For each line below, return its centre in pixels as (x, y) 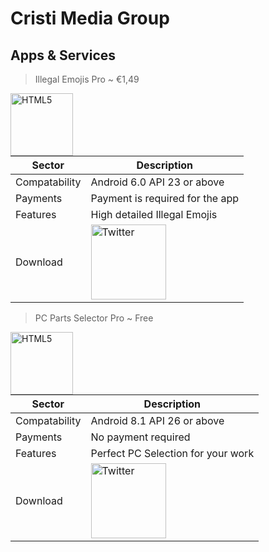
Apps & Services (63, 55)
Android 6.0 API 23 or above (157, 182)
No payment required (140, 437)
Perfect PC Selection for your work (172, 453)
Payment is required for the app (165, 198)
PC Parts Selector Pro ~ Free (94, 318)
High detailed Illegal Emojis (154, 214)
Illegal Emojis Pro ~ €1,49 (87, 79)
